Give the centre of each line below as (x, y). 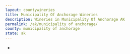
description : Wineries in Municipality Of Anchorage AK (65, 19)
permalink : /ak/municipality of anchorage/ (52, 24)
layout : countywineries (30, 10)
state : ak (16, 33)
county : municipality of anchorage (43, 29)
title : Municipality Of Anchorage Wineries (52, 15)
